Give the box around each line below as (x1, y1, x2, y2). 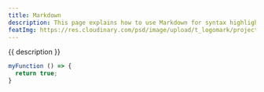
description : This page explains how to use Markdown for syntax (8, 19, 226, 27)
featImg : (8, 26, 37, 34)
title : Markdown (8, 11, 61, 19)
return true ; (15, 69, 58, 78)
